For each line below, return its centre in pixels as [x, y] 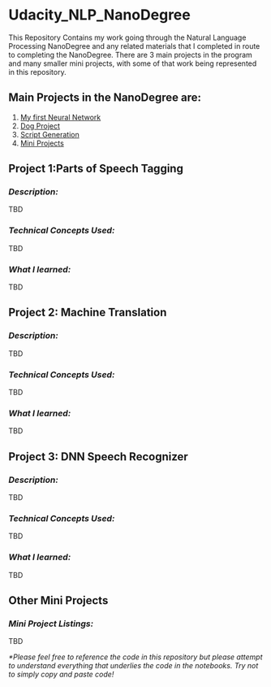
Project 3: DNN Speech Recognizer [98, 457]
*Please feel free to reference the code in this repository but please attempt [135, 657]
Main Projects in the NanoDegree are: [105, 98]
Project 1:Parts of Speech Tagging [96, 169]
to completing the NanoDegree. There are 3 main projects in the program [131, 54]
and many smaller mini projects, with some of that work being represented [133, 63]
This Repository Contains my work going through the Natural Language [127, 37]
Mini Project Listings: [51, 624]
